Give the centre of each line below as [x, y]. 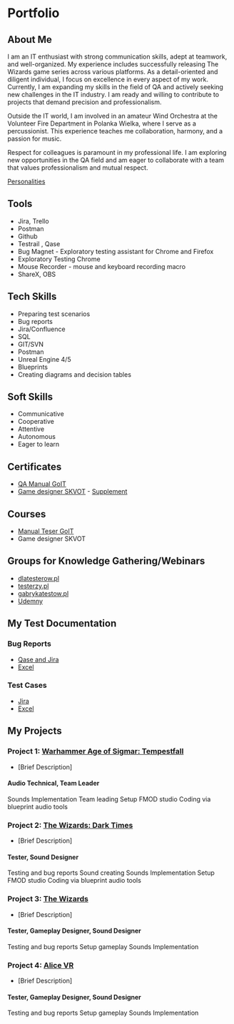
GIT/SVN [31, 344]
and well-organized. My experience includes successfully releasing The [113, 64]
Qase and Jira [38, 659]
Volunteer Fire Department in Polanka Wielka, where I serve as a [102, 123]
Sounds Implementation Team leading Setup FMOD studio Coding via [109, 799]
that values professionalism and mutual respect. [78, 168]
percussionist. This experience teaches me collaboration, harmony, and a [115, 131]
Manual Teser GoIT [46, 531]
